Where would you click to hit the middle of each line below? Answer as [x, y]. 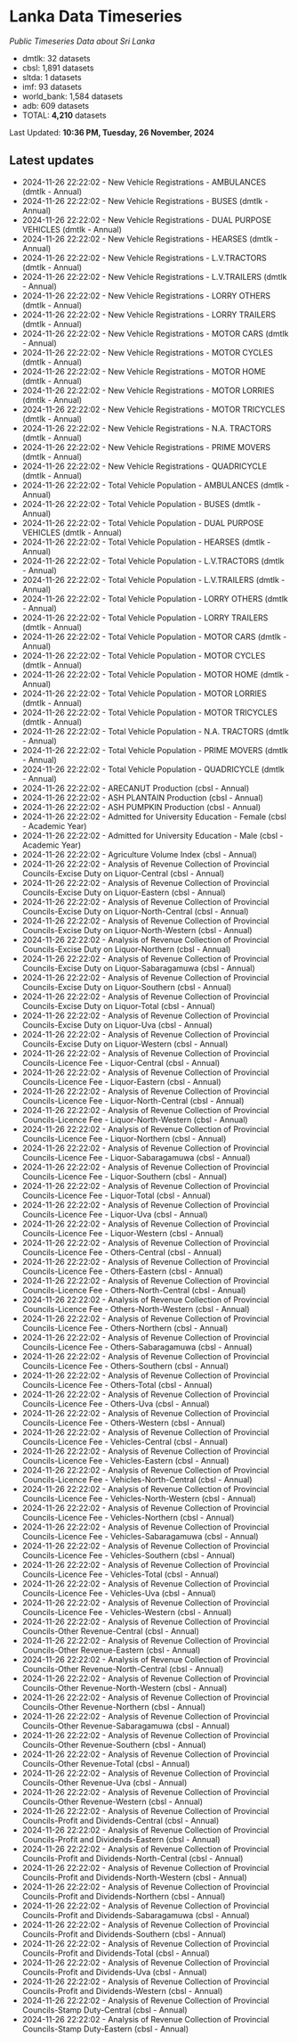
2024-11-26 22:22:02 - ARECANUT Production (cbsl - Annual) [136, 788]
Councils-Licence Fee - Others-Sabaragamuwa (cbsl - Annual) [137, 1347]
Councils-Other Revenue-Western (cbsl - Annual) [112, 1801]
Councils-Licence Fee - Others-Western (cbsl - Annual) [124, 1423]
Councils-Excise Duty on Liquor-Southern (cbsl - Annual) [127, 987]
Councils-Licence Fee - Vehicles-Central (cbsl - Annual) [125, 1441]
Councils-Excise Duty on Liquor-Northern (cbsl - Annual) [126, 949]
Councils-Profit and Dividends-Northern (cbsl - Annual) [124, 1896]
